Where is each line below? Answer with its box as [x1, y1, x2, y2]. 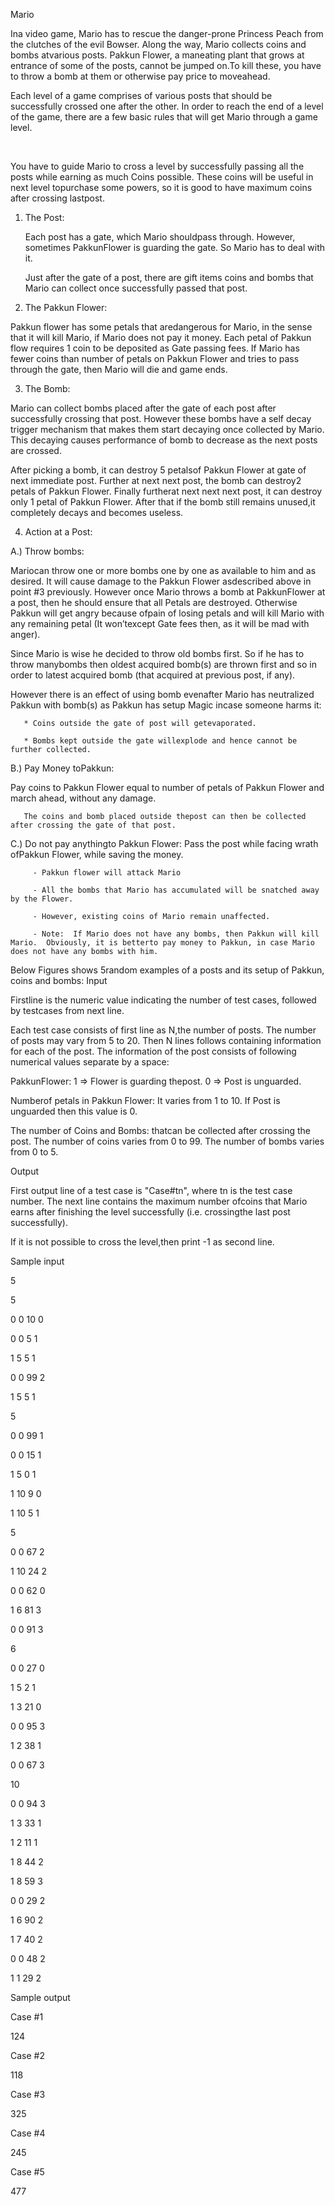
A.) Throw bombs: [10, 545, 85, 557]
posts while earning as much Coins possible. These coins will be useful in [10, 171, 314, 183]
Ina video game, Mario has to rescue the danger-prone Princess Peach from [10, 28, 324, 39]
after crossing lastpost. [10, 192, 105, 204]
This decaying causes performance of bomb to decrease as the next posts [10, 434, 318, 446]
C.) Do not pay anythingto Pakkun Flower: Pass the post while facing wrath [10, 838, 319, 849]
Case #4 [10, 2127, 46, 2139]
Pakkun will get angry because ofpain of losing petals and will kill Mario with [10, 607, 325, 619]
